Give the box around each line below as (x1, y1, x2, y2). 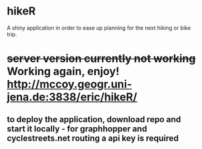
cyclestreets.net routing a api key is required (7, 133, 179, 143)
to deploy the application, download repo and (7, 114, 181, 124)
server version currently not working (7, 52, 196, 66)
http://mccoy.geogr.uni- (7, 77, 132, 91)
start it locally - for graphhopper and (7, 124, 148, 134)
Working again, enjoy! (7, 65, 120, 78)
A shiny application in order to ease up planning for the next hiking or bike (7, 24, 191, 31)
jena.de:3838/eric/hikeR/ (7, 90, 138, 104)
